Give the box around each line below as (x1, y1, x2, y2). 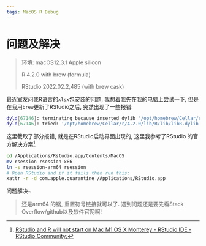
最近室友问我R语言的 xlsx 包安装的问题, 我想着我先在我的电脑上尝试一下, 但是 (6, 95, 199, 103)
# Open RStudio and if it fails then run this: (6, 170, 131, 176)
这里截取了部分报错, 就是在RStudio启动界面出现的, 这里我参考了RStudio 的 (6, 133, 193, 140)
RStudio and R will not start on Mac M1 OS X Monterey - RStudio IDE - (15, 226, 192, 233)
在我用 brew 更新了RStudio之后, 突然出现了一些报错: (6, 103, 133, 110)
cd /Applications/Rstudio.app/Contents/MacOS (6, 152, 124, 159)
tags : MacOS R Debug (6, 9, 59, 15)
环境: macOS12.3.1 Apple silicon (21, 59, 101, 66)
